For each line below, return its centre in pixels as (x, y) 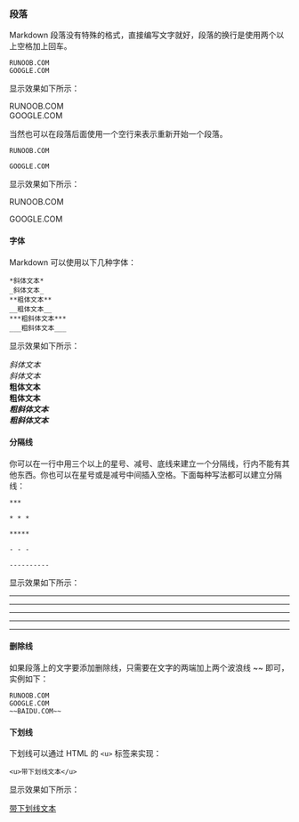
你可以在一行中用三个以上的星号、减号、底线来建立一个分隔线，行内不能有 (145, 463)
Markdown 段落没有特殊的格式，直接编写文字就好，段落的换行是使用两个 (143, 35)
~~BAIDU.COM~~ (36, 711)
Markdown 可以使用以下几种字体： (73, 262)
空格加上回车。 (44, 46)
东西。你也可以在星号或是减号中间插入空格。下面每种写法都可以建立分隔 (149, 474)
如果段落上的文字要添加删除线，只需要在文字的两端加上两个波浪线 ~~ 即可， (149, 667)
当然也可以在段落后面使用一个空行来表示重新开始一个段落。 (118, 134)
